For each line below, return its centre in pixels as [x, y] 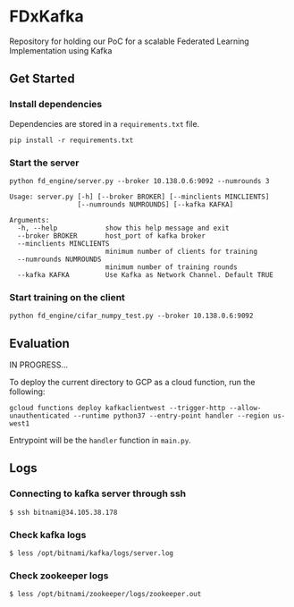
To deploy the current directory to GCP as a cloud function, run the [132, 383]
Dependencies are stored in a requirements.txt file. [105, 123]
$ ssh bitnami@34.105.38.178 [63, 512]
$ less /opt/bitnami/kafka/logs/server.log [92, 553]
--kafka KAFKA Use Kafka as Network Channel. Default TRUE [146, 274]
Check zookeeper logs [59, 576]
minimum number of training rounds [172, 267]
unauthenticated [39, 416]
